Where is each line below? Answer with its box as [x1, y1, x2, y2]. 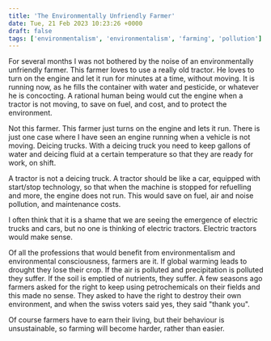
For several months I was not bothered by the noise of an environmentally [8, 57, 254, 66]
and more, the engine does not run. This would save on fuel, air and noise [8, 191, 254, 200]
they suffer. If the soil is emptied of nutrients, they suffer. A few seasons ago [8, 274, 263, 284]
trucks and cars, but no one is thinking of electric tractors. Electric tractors [8, 224, 257, 234]
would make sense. [8, 232, 73, 242]
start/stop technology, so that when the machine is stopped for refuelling [8, 183, 252, 192]
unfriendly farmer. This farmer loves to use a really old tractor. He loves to [8, 65, 255, 75]
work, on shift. [8, 158, 57, 168]
